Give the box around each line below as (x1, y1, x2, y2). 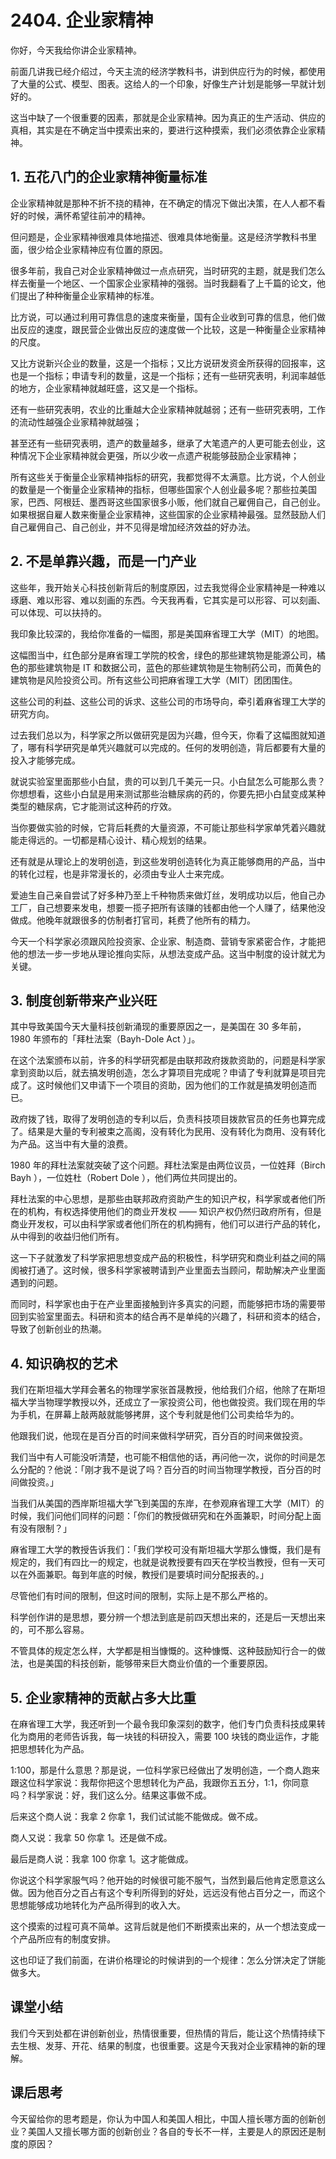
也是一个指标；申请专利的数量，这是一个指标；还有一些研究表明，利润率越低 (10, 369, 326, 381)
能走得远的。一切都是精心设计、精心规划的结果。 (10, 834, 212, 846)
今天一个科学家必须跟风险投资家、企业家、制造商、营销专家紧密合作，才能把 (10, 935, 326, 947)
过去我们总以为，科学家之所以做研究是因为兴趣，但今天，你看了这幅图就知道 (10, 729, 326, 741)
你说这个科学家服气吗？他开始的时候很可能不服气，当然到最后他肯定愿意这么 (10, 1874, 326, 1886)
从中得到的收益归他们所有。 (10, 1231, 125, 1243)
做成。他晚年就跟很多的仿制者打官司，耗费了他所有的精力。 (10, 914, 256, 926)
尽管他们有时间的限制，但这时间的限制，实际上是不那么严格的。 (10, 1590, 273, 1602)
